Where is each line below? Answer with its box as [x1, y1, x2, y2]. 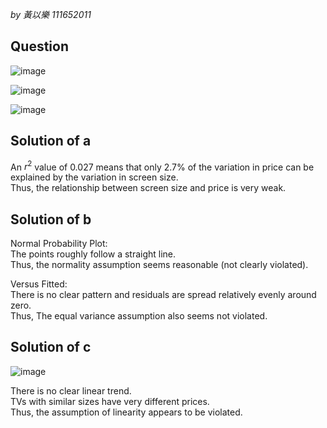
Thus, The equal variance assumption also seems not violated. [10, 310, 268, 322]
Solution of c [10, 339, 92, 356]
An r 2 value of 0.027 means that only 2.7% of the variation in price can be [10, 159, 315, 173]
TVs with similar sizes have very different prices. [10, 395, 210, 407]
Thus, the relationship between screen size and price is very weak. [10, 182, 287, 194]
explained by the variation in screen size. [10, 171, 179, 183]
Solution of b [10, 211, 92, 228]
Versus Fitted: [10, 278, 68, 290]
